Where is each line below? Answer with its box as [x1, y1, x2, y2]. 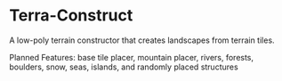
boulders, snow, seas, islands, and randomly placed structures [9, 61, 238, 72]
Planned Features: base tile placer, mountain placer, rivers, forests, [9, 52, 254, 62]
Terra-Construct [9, 5, 133, 26]
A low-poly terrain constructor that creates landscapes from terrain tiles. [9, 35, 275, 45]
